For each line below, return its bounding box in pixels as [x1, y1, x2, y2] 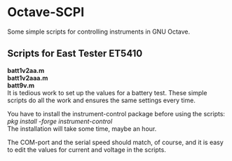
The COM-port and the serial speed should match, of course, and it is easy [7, 138, 224, 146]
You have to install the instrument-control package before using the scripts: [7, 109, 226, 118]
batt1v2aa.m [7, 66, 45, 74]
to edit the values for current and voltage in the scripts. [7, 145, 166, 154]
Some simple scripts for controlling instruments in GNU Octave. [7, 27, 191, 36]
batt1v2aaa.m [7, 73, 48, 82]
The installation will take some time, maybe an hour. [7, 124, 157, 133]
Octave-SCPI [7, 4, 85, 20]
